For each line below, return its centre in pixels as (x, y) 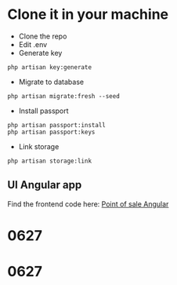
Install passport (43, 111)
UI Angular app (45, 185)
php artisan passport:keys (51, 132)
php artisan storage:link (49, 161)
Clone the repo (43, 36)
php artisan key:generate (49, 67)
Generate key (40, 53)
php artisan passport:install (57, 125)
